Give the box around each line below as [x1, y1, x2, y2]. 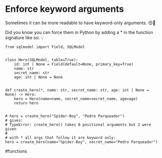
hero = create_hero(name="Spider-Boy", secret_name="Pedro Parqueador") [5, 139, 158, 144]
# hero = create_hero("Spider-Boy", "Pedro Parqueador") [5, 114, 125, 118]
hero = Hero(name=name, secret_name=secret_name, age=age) [14, 96, 138, 101]
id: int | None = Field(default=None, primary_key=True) [14, 62, 134, 67]
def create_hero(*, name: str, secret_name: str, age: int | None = [5, 87, 149, 92]
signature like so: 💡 [5, 35, 44, 40]
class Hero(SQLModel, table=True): [5, 57, 79, 62]
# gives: [5, 118, 23, 123]
